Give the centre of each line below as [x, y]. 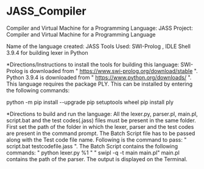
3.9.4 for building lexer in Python [47, 52]
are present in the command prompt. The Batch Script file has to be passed [101, 133]
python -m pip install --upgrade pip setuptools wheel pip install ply [90, 102]
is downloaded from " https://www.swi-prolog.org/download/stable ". [111, 71]
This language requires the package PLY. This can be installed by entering [100, 84]
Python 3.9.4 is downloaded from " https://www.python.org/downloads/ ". [99, 77]
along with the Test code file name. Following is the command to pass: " [97, 140]
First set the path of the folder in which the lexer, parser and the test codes [100, 126]
